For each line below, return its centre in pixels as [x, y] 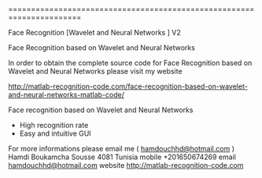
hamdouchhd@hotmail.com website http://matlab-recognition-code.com [126, 165]
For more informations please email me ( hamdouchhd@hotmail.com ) [121, 149]
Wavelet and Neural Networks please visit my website [95, 71]
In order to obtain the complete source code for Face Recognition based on [130, 63]
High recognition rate [54, 125]
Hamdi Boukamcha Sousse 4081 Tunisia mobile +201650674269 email [122, 157]
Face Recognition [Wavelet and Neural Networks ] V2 [94, 33]
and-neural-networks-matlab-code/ [66, 94]
